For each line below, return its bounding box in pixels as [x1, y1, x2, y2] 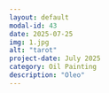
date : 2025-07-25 [9, 29, 74, 38]
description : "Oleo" [9, 71, 86, 80]
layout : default [9, 12, 69, 22]
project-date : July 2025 [9, 54, 101, 63]
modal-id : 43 [9, 21, 58, 30]
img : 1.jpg [9, 37, 50, 47]
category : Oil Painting [9, 63, 97, 72]
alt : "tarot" [9, 46, 58, 55]
